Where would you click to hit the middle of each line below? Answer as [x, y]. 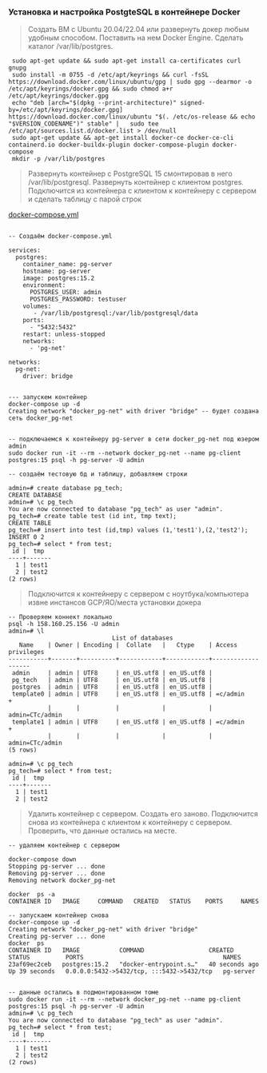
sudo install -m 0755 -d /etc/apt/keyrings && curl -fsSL [110, 75]
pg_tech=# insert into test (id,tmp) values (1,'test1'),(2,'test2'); [128, 530]
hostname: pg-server [57, 271]
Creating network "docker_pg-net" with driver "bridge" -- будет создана [134, 411]
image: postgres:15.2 [58, 278]
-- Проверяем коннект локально [60, 617]
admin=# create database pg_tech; [66, 489]
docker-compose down [43, 860]
